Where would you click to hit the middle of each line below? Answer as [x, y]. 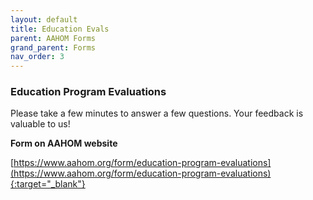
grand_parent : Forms [53, 47]
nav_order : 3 [37, 57]
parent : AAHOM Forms [53, 38]
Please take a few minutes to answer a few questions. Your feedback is [157, 113]
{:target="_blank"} [48, 184]
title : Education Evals [60, 29]
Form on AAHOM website [64, 143]
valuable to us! [40, 124]
